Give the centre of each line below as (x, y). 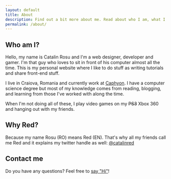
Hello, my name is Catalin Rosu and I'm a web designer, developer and (79, 57)
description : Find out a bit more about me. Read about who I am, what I (86, 19)
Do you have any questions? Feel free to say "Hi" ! (57, 171)
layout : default (22, 10)
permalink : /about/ (26, 24)
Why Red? (22, 125)
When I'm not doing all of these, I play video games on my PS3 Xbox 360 (82, 104)
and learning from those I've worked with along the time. (65, 94)
